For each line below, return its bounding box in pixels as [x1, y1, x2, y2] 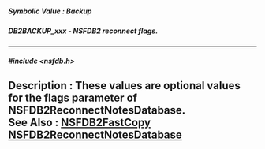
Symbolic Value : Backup [8, 6, 92, 16]
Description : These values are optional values [8, 79, 241, 92]
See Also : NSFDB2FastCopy [8, 116, 151, 129]
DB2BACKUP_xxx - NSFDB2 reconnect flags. [8, 26, 159, 35]
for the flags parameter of [8, 91, 138, 105]
